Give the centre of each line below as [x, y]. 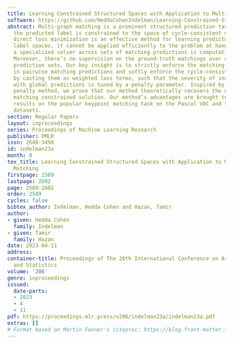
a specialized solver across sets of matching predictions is [105, 53]
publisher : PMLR [31, 136]
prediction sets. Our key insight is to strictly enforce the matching [119, 65]
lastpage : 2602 [29, 181]
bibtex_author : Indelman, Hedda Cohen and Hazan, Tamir [89, 207]
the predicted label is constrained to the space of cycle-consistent [118, 33]
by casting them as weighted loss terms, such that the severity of [114, 78]
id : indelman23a [31, 149]
